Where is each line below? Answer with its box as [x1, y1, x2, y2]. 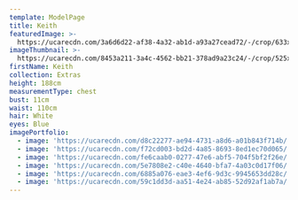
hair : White [9, 112, 53, 120]
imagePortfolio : [9, 128, 69, 137]
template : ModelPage [9, 12, 86, 22]
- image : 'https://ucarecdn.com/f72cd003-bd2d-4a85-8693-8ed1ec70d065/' [17, 144, 292, 153]
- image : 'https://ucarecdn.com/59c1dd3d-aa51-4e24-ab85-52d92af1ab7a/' [17, 178, 292, 187]
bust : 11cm [9, 95, 50, 104]
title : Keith [9, 21, 58, 30]
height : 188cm [9, 79, 62, 88]
